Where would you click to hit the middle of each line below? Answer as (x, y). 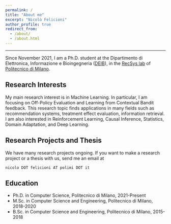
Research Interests (36, 85)
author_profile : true (28, 24)
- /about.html (25, 39)
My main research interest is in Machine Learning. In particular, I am (76, 97)
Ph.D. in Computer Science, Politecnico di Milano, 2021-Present (79, 195)
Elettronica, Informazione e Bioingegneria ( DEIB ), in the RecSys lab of (78, 63)
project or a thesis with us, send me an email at (55, 158)
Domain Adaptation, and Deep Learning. (47, 124)
